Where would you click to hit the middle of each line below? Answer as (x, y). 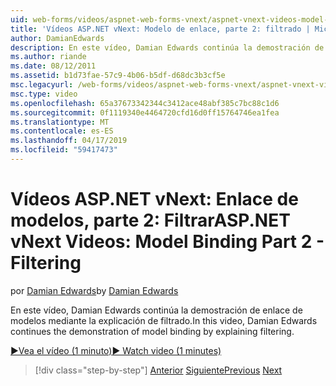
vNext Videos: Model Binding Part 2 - (167, 242)
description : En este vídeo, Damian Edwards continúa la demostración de (167, 47)
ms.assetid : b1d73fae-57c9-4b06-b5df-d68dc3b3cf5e (118, 76)
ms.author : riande (48, 57)
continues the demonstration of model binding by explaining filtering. (152, 331)
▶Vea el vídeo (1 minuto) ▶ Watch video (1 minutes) (116, 350)
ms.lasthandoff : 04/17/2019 (69, 141)
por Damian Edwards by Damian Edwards (94, 290)
